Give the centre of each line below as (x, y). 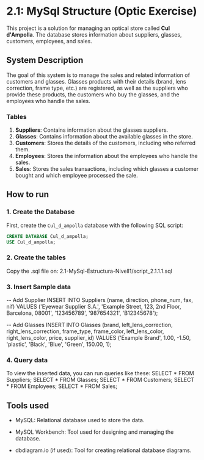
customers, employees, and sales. (49, 41)
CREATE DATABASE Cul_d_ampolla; (47, 236)
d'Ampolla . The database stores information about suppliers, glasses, (94, 34)
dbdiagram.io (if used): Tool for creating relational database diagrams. (103, 450)
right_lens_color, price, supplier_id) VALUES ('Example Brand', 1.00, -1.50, (99, 338)
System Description (45, 60)
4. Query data (27, 360)
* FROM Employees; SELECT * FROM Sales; (62, 386)
